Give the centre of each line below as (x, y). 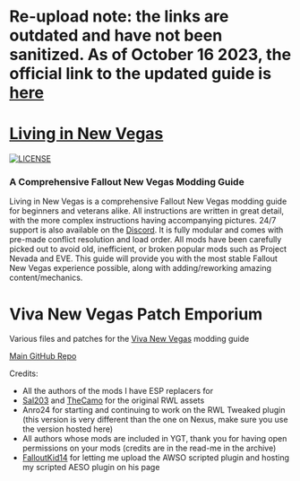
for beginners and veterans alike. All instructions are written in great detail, (147, 211)
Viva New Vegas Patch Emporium (136, 314)
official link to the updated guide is (140, 74)
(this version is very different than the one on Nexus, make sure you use (155, 420)
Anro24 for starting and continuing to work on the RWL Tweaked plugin (154, 410)
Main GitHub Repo (43, 356)
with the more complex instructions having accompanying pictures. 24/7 (143, 221)
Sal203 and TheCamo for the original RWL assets (113, 400)
